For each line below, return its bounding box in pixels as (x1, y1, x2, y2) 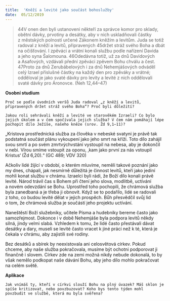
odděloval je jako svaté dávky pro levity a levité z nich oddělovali (17, 74, 153, 81)
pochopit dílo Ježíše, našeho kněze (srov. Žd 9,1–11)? (5, 122, 125, 127)
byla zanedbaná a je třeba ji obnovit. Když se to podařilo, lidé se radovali (5, 189, 156, 195)
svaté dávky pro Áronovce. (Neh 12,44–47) (17, 80, 107, 86)
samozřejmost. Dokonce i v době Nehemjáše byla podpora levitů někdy (5, 215, 154, 221)
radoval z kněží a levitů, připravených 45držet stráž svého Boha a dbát (17, 42, 165, 48)
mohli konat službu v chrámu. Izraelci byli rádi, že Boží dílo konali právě (5, 173, 154, 179)
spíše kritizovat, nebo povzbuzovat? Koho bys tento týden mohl (5, 286, 144, 291)
